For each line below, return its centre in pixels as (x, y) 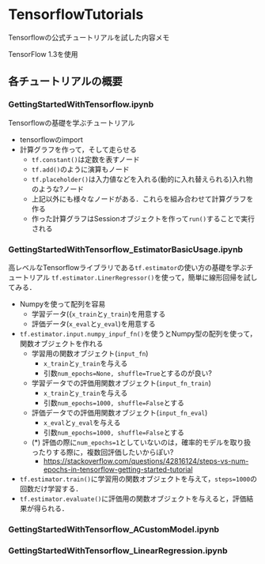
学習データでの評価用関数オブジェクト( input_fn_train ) (121, 383)
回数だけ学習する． (51, 488)
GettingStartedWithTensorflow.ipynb (81, 104)
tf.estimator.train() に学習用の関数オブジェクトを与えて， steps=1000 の (138, 479)
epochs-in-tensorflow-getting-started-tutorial (118, 469)
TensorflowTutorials (76, 15)
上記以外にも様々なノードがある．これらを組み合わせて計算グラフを (142, 198)
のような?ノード (58, 189)
